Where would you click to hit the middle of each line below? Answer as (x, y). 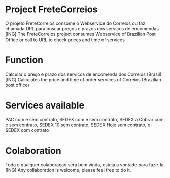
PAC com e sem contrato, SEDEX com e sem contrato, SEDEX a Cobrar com (84, 119)
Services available (45, 105)
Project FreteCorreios (52, 9)
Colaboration (33, 151)
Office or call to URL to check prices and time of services (65, 40)
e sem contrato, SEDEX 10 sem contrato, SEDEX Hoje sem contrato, (76, 125)
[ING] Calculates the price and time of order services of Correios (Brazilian (83, 79)
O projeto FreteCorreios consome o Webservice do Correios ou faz (75, 23)
